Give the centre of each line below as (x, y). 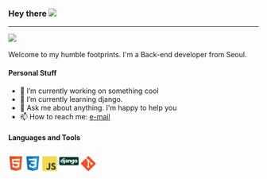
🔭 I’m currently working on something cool (89, 91)
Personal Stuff (33, 72)
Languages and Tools (44, 138)
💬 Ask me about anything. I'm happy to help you (98, 107)
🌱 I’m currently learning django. (71, 99)
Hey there (28, 14)
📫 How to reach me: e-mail (65, 116)
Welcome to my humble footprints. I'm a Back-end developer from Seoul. (128, 55)
